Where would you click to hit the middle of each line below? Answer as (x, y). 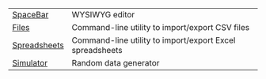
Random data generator (116, 63)
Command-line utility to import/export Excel (154, 40)
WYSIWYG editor (103, 15)
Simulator (30, 63)
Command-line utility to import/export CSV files (161, 27)
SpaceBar (30, 15)
